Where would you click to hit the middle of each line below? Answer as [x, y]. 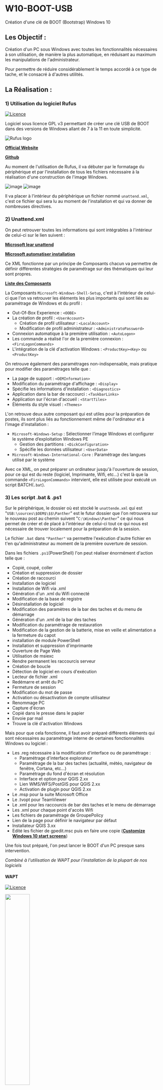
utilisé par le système [33, 460]
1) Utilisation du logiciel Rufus [41, 104]
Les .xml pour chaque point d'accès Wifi [53, 810]
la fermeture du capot [34, 635]
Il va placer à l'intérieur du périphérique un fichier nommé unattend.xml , [77, 196]
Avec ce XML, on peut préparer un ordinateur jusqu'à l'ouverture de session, [82, 469]
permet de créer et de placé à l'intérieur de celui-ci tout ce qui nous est [77, 524]
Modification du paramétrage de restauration [57, 625]
